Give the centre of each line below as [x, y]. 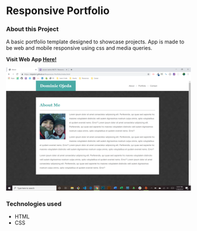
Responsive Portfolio [58, 11]
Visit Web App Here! [31, 59]
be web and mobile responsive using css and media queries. [79, 48]
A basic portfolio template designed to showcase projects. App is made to [95, 42]
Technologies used [34, 204]
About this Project [32, 29]
